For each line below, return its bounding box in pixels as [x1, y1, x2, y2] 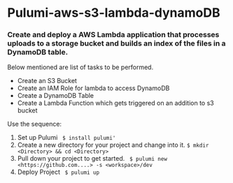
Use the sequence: [7, 120, 62, 129]
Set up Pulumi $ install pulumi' [17, 133, 116, 142]
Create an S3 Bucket [17, 77, 77, 85]
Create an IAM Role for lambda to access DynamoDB [17, 84, 170, 92]
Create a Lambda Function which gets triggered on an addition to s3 [17, 99, 215, 108]
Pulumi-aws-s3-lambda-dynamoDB [7, 5, 220, 21]
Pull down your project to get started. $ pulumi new [17, 154, 168, 163]
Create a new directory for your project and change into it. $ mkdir [17, 141, 209, 149]
